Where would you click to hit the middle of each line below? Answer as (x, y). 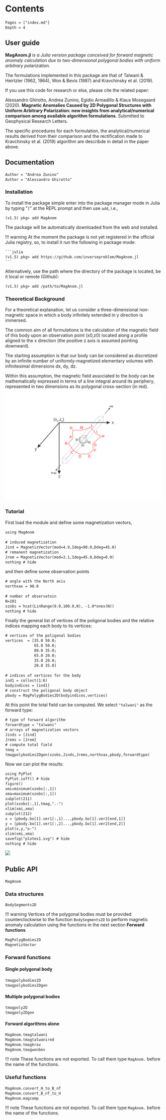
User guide (22, 43)
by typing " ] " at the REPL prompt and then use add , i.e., (62, 208)
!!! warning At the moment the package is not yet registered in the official (80, 237)
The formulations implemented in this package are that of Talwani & (74, 75)
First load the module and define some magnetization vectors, (69, 522)
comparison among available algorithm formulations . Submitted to (75, 116)
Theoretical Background (35, 299)
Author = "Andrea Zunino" (32, 175)
